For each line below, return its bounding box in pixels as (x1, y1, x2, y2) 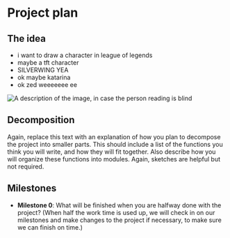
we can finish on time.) (17, 223, 83, 231)
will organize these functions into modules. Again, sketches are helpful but (7, 154, 221, 163)
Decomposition (7, 114, 75, 126)
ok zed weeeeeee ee (17, 81, 78, 88)
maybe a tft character (17, 58, 79, 67)
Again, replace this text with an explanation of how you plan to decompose (7, 132, 221, 141)
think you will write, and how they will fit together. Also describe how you (7, 148, 216, 156)
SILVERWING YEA (17, 66, 69, 74)
